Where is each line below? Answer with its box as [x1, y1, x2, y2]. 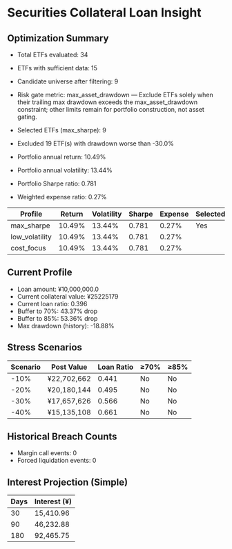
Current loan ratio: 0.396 [17, 299, 88, 308]
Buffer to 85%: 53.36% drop [17, 314, 98, 322]
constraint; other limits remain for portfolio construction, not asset [17, 106, 205, 113]
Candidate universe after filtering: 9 [17, 77, 119, 86]
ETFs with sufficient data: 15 [17, 64, 98, 72]
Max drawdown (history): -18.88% [17, 321, 115, 330]
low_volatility [10, 232, 52, 241]
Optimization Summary [7, 32, 109, 44]
